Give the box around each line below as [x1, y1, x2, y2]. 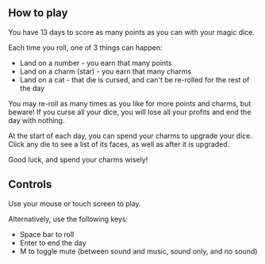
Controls [8, 178, 52, 191]
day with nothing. [8, 115, 65, 125]
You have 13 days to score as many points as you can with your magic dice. [8, 27, 255, 36]
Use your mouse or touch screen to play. [8, 198, 141, 209]
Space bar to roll [19, 229, 75, 239]
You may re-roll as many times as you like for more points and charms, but [8, 98, 252, 108]
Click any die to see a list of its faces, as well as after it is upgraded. [8, 139, 230, 149]
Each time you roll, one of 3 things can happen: [8, 43, 163, 52]
